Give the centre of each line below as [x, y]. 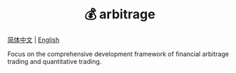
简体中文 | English [34, 40]
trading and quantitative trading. [55, 61]
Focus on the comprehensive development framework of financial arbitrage [118, 54]
